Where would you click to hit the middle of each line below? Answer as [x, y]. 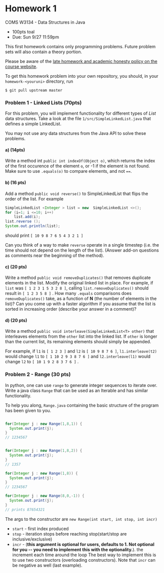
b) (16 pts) [15, 183]
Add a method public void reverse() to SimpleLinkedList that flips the [77, 193]
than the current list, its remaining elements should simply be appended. [78, 342]
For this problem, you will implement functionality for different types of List [81, 113]
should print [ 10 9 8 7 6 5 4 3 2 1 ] [44, 236]
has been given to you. [28, 410]
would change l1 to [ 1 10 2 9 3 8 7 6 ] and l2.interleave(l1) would [78, 356]
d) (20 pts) [16, 320]
